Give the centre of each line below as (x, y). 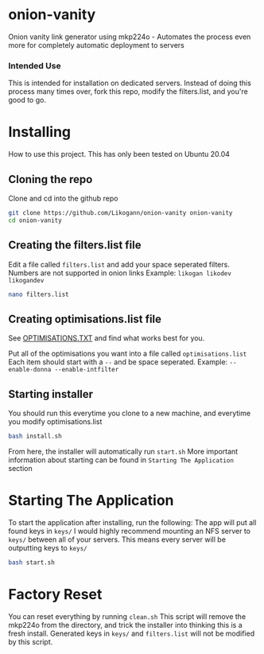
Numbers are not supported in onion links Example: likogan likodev (120, 273)
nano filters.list (39, 294)
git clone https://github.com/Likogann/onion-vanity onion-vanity (120, 212)
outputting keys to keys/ (48, 547)
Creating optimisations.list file (85, 319)
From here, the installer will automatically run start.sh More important (123, 451)
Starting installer (51, 394)
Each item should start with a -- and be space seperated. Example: (118, 362)
